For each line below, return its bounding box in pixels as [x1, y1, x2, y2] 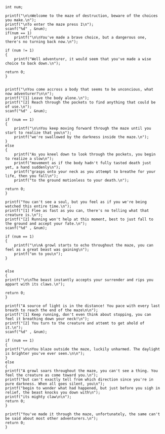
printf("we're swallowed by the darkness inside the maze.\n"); [14, 135, 149, 140]
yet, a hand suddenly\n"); [5, 165, 61, 170]
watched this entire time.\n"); [5, 204, 72, 209]
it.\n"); [5, 325, 23, 330]
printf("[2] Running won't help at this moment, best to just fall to [5, 217, 154, 222]
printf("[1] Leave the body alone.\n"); [5, 96, 90, 100]
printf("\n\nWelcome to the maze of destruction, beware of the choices [5, 13, 158, 18]
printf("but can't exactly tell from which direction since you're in [5, 377, 154, 382]
